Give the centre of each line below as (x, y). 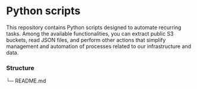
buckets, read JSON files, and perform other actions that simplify (86, 40)
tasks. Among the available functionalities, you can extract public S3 (90, 33)
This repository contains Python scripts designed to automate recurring (94, 27)
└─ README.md (26, 81)
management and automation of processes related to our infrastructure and (99, 46)
